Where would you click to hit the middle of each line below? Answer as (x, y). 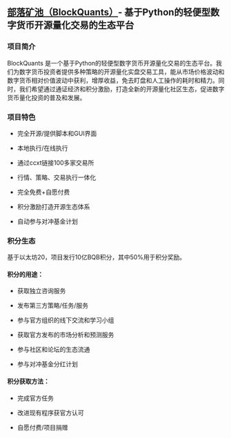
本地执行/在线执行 (42, 148)
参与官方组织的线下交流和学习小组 (66, 320)
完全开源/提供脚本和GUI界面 (57, 133)
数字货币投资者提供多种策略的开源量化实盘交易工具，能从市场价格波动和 (122, 72)
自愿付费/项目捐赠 (42, 427)
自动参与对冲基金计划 (47, 221)
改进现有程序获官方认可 (50, 412)
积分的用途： (25, 274)
